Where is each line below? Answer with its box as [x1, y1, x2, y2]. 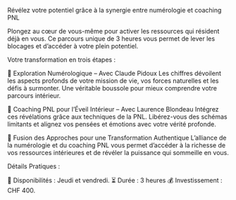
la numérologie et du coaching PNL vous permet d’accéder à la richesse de [7, 141, 226, 149]
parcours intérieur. [7, 91, 61, 100]
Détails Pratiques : [7, 162, 61, 171]
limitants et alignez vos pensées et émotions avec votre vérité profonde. [7, 120, 216, 128]
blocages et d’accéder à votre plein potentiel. [7, 42, 139, 50]
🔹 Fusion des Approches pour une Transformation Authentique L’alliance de [7, 133, 227, 142]
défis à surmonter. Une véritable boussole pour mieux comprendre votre [7, 84, 217, 92]
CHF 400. [7, 186, 36, 194]
